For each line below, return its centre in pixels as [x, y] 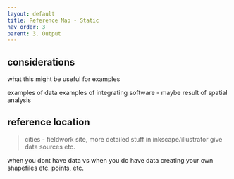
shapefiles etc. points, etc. [46, 168]
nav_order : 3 [26, 27]
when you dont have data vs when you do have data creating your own [110, 160]
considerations [41, 62]
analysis [19, 100]
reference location [49, 122]
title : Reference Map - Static [53, 20]
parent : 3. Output [34, 33]
